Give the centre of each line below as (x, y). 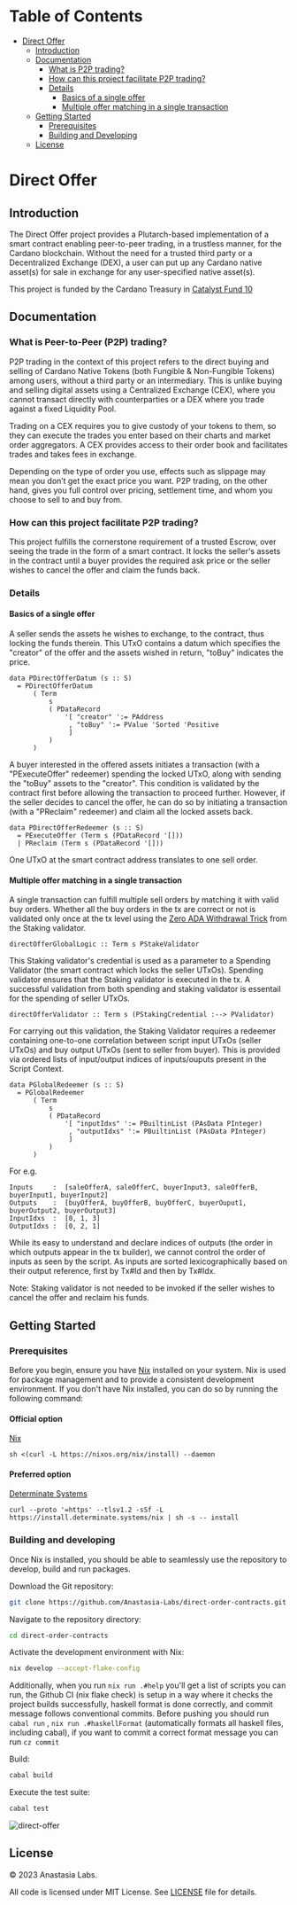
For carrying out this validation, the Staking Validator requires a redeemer (143, 1031)
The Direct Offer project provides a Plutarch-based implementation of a (139, 234)
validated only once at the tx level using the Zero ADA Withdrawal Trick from (148, 918)
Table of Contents (76, 16)
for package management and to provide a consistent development (132, 1379)
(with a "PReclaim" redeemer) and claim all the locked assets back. (131, 812)
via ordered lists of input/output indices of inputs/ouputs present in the (138, 1059)
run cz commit (34, 1742)
